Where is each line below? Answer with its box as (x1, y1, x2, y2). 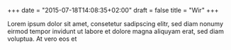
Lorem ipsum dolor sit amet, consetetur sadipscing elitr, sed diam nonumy (7, 20, 224, 27)
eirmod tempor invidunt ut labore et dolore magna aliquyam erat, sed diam (7, 27, 225, 35)
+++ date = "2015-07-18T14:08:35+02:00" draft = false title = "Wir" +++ (7, 6, 219, 14)
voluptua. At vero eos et (7, 35, 77, 43)
